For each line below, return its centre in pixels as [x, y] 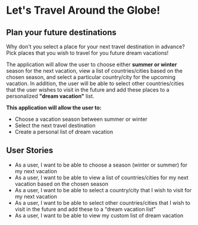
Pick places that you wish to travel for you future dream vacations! [87, 53]
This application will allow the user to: [54, 107]
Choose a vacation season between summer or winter [81, 119]
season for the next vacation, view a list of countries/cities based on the [95, 71]
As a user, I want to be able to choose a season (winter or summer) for [101, 165]
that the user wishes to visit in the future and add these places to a [88, 90]
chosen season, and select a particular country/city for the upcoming [91, 77]
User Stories [30, 150]
